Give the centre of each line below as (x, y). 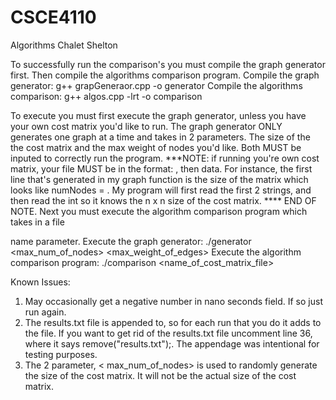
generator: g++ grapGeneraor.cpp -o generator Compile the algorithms (156, 85)
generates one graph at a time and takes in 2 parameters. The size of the (160, 137)
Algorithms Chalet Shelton (64, 45)
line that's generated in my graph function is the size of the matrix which (159, 179)
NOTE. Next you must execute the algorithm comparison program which (159, 211)
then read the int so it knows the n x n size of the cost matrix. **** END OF (163, 200)
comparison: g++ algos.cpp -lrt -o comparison (106, 96)
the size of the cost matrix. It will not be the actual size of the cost (160, 375)
